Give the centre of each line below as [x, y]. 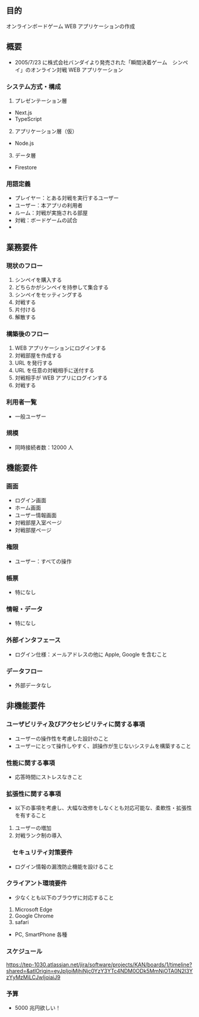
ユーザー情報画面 [36, 515]
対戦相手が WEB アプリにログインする [61, 378]
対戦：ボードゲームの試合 [46, 220]
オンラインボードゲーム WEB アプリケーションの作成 [71, 26]
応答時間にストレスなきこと [49, 777]
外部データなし [33, 685]
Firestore [26, 167]
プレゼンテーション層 [41, 101]
